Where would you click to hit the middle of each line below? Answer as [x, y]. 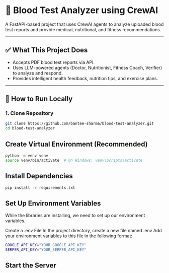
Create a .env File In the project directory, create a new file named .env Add [83, 231]
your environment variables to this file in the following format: [69, 236]
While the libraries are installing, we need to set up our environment [75, 216]
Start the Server [31, 266]
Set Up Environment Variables [53, 203]
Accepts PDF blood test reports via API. [53, 62]
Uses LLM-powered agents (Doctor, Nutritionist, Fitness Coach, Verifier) [87, 67]
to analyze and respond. [37, 73]
